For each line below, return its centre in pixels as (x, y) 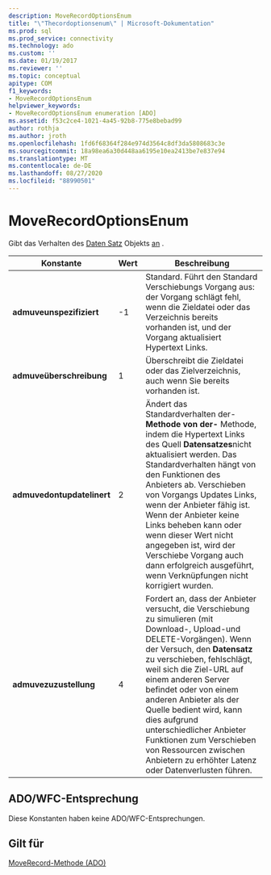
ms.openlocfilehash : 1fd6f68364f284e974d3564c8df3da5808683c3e (117, 143)
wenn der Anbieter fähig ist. (198, 504)
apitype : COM (30, 83)
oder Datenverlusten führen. (199, 770)
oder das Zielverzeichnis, (193, 371)
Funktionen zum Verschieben (201, 739)
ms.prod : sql (30, 31)
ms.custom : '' (32, 53)
